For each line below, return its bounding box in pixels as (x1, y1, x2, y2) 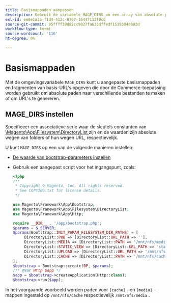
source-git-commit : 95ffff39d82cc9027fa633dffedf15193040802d (5, 21, 140, 27)
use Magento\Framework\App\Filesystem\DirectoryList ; (12, 207, 129, 212)
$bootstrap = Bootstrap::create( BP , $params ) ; (12, 263, 113, 268)
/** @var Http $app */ (12, 268, 61, 273)
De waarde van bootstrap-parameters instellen (12, 154, 111, 160)
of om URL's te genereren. (5, 95, 61, 101)
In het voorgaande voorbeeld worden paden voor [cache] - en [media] (5, 287, 153, 293)
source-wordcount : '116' (5, 31, 58, 36)
